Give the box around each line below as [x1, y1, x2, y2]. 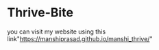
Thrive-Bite [7, 5, 74, 21]
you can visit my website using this [7, 27, 106, 36]
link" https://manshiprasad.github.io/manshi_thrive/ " [7, 34, 153, 42]
